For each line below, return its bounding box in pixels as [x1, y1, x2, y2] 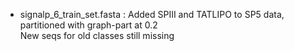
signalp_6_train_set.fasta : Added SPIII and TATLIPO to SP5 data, [19, 9, 285, 20]
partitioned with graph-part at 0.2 [19, 19, 158, 31]
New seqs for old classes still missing [19, 30, 175, 41]
